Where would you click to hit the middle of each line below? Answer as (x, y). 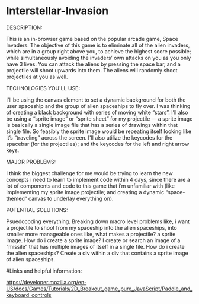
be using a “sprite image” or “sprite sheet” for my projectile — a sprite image (99, 118)
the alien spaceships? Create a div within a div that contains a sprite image (97, 253)
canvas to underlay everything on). (71, 198)
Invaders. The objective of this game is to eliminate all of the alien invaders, (98, 45)
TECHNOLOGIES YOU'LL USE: (43, 88)
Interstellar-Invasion (57, 11)
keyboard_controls (29, 294)
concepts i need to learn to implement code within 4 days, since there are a (98, 179)
